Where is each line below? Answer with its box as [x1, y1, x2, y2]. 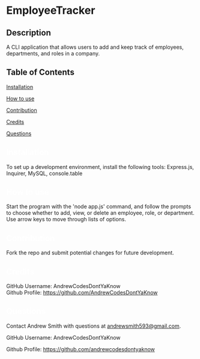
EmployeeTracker [6, 4, 95, 17]
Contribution [6, 106, 37, 114]
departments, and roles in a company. [6, 50, 100, 57]
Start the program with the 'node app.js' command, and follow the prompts [6, 203, 191, 210]
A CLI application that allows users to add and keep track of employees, [6, 43, 184, 51]
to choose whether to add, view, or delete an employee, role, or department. [6, 209, 195, 216]
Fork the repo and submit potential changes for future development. [6, 249, 174, 256]
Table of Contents [6, 67, 75, 78]
